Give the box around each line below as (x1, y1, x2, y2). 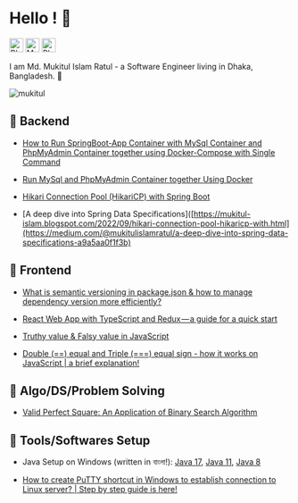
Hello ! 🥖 (9, 8, 72, 29)
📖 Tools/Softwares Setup (9, 432, 151, 448)
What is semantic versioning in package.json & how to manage (21, 286, 252, 298)
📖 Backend (9, 113, 70, 129)
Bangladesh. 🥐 (9, 71, 62, 81)
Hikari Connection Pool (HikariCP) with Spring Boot (21, 191, 211, 202)
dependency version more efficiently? (21, 296, 162, 306)
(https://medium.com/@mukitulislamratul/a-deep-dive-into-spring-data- (21, 227, 288, 238)
